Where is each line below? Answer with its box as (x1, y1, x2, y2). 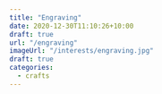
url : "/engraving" (9, 38, 78, 47)
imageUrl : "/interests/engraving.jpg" (9, 47, 154, 56)
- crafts (17, 72, 50, 81)
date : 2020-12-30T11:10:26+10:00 (9, 21, 134, 30)
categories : (9, 64, 54, 73)
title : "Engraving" (9, 13, 82, 22)
